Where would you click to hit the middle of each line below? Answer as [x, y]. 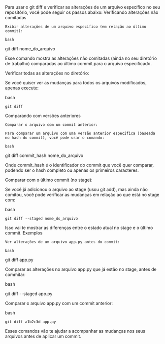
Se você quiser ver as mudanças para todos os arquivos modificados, [76, 83]
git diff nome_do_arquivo [30, 49]
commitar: [16, 274]
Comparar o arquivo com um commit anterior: [51, 125]
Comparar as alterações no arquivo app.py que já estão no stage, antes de [81, 269]
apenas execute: [22, 88]
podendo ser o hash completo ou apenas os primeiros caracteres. [72, 170]
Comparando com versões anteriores [43, 116]
